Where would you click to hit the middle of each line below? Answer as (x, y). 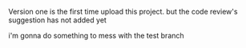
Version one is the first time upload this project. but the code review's (123, 12)
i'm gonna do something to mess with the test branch (96, 36)
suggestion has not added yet (57, 20)
